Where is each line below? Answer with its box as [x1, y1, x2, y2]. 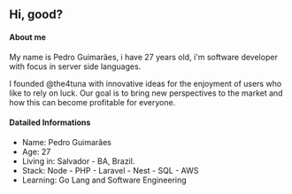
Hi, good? [9, 7, 64, 22]
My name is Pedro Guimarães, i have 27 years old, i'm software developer [9, 51, 279, 62]
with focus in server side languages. [9, 61, 142, 72]
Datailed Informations [9, 117, 91, 128]
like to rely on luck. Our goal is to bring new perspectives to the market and [9, 88, 283, 98]
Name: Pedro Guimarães [21, 136, 112, 147]
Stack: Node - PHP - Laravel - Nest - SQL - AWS [21, 165, 199, 175]
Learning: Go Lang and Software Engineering [21, 175, 188, 185]
